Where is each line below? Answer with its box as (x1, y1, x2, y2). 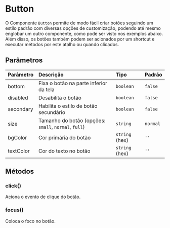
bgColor (8, 134, 27, 141)
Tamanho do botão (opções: (38, 117, 106, 124)
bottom (8, 83, 25, 90)
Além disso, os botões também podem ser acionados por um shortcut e (5, 36, 155, 42)
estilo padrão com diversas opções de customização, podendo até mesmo (5, 25, 161, 31)
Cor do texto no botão (38, 147, 91, 155)
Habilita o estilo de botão (38, 102, 98, 109)
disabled (8, 94, 28, 101)
